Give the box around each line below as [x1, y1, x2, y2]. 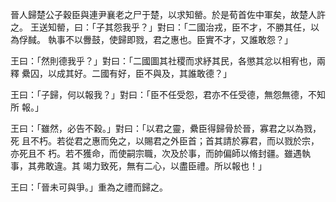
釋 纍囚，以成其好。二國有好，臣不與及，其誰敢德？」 [10, 68, 232, 79]
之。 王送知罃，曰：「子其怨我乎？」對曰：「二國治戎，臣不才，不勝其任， [10, 21, 311, 33]
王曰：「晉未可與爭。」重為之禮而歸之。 [10, 181, 168, 193]
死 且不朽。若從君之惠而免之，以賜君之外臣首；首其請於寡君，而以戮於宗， [10, 135, 320, 147]
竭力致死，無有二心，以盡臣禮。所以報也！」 [82, 160, 267, 172]
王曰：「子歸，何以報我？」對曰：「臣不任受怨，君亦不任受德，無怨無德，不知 [10, 89, 326, 100]
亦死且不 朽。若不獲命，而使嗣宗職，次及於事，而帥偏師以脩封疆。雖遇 [10, 148, 302, 159]
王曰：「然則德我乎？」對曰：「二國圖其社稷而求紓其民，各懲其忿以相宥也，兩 [10, 55, 326, 67]
